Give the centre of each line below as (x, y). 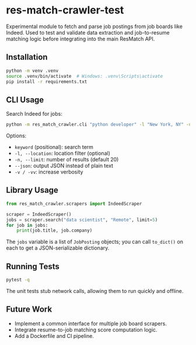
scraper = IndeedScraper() (39, 214)
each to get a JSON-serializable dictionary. (58, 248)
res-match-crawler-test (65, 10)
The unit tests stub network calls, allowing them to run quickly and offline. (95, 291)
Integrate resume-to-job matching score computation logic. (86, 330)
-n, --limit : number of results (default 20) (66, 160)
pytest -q (18, 280)
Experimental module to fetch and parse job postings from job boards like (94, 26)
